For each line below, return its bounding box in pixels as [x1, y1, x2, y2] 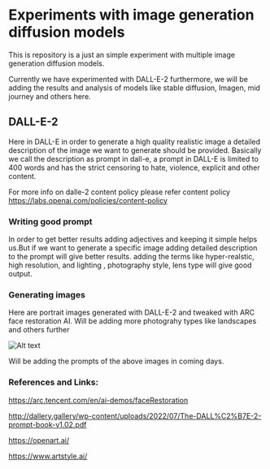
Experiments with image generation [8, 6, 255, 24]
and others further [8, 325, 70, 335]
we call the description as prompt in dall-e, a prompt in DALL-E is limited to [8, 154, 259, 163]
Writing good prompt [8, 215, 93, 227]
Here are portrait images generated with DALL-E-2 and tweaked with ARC [8, 307, 255, 318]
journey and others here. [8, 91, 91, 101]
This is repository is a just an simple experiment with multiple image [8, 50, 236, 59]
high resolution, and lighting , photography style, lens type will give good [8, 260, 252, 270]
